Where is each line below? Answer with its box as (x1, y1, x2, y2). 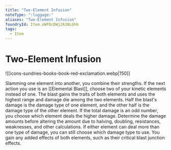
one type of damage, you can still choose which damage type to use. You (5, 129, 160, 135)
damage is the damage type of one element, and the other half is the (5, 102, 150, 108)
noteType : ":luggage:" (5, 12, 54, 17)
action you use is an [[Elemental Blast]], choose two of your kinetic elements (5, 85, 166, 92)
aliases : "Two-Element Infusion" (5, 17, 77, 22)
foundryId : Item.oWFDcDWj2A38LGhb (5, 22, 79, 27)
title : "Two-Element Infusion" (5, 7, 72, 13)
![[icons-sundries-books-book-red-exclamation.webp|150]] (5, 70, 130, 76)
